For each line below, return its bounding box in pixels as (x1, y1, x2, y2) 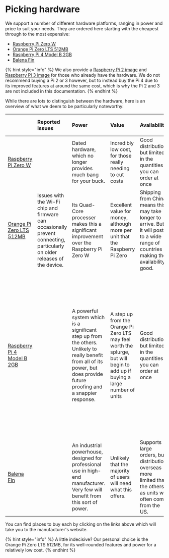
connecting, (37, 236, 65, 243)
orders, (140, 451, 157, 458)
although (110, 220, 132, 227)
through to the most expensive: (5, 31, 70, 37)
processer (72, 214, 97, 221)
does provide (72, 370, 103, 377)
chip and (37, 205, 58, 212)
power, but (72, 364, 98, 371)
